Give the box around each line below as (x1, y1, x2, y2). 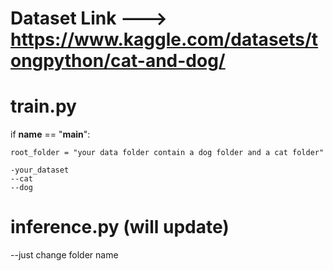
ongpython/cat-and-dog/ (10, 50, 226, 72)
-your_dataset (10, 165, 70, 176)
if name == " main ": (10, 128, 91, 141)
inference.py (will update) (10, 216, 230, 239)
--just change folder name (10, 249, 119, 261)
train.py (10, 95, 77, 118)
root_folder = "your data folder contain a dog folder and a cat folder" (10, 148, 325, 158)
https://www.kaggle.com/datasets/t (10, 28, 319, 51)
